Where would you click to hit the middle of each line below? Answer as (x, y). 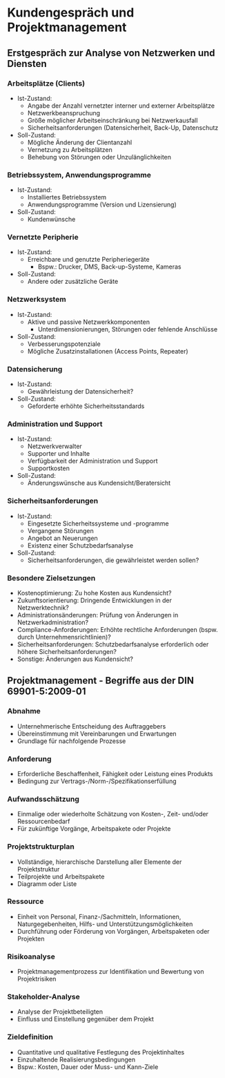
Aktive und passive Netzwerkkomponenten (89, 322)
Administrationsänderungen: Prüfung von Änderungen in (98, 615)
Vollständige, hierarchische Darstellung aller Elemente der (99, 862)
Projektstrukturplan (41, 847)
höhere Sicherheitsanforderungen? (67, 651)
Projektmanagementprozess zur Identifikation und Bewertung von (111, 972)
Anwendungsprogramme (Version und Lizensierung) (102, 204)
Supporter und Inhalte (59, 454)
